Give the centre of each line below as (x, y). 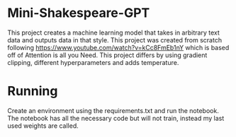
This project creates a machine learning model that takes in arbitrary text (113, 32)
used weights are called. (43, 126)
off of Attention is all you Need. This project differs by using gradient (107, 55)
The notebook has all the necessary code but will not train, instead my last (116, 118)
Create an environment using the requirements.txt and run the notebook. (113, 110)
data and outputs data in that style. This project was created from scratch (114, 40)
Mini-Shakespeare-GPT (79, 13)
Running (33, 91)
